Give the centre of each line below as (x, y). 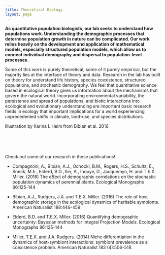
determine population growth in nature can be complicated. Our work (77, 39)
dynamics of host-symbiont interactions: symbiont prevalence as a (80, 242)
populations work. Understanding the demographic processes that (75, 34)
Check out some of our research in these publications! (60, 156)
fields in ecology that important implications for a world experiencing (75, 111)
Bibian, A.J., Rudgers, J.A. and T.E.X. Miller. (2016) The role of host (80, 197)
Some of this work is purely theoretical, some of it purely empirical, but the (81, 69)
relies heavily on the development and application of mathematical (75, 44)
